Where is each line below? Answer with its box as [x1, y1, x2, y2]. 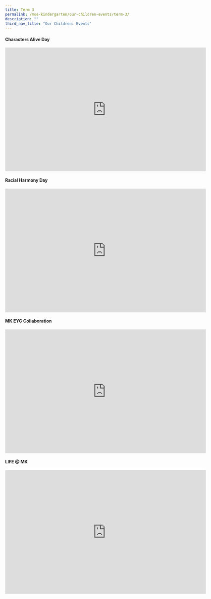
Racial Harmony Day [5, 177, 48, 183]
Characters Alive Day [5, 36, 50, 42]
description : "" [5, 16, 39, 21]
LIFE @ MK [5, 459, 28, 465]
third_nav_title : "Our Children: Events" [5, 21, 92, 26]
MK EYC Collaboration [5, 318, 52, 324]
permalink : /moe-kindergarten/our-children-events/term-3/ [5, 12, 130, 17]
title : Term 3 [5, 7, 35, 12]
